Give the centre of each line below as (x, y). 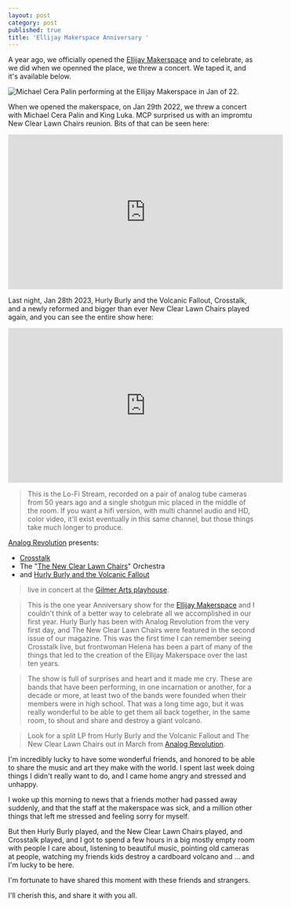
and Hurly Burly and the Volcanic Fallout (84, 575)
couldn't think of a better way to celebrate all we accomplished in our (139, 613)
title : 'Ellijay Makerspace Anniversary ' (78, 37)
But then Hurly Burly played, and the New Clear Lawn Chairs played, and (125, 832)
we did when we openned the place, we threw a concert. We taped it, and (127, 68)
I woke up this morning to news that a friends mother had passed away (123, 800)
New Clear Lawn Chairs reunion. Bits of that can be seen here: (109, 123)
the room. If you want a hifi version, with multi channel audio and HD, (139, 511)
